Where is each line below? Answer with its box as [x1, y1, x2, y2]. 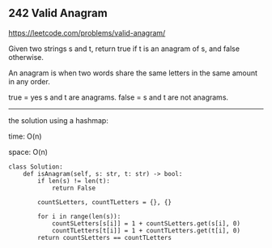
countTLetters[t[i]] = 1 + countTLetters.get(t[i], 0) [51, 226, 241, 234]
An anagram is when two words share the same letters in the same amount [8, 68, 257, 78]
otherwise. [8, 52, 45, 62]
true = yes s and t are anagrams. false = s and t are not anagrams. [8, 92, 229, 102]
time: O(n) [8, 131, 42, 141]
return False [51, 184, 96, 192]
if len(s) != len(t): [37, 177, 111, 185]
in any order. [8, 76, 50, 86]
